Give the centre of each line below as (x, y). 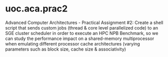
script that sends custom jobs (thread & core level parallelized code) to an (82, 27)
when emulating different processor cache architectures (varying (73, 43)
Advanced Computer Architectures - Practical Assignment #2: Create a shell (84, 22)
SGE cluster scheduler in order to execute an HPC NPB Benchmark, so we (82, 33)
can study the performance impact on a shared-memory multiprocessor (80, 38)
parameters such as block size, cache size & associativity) (66, 49)
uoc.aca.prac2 (36, 9)
